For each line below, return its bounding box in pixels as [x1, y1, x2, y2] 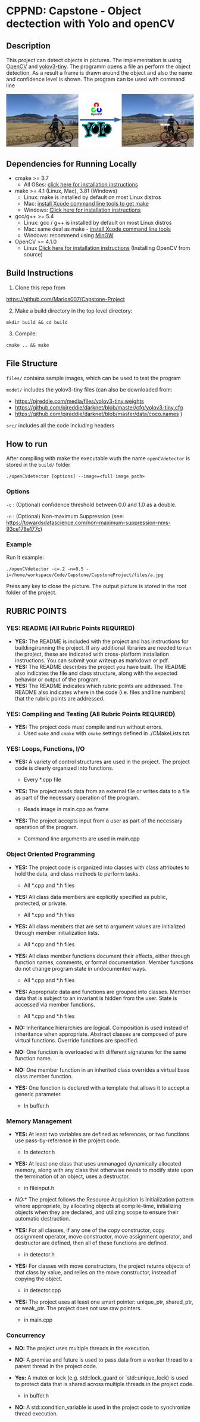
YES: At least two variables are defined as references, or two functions [14, 1130, 189, 1137]
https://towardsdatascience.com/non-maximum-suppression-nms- [6, 519, 171, 526]
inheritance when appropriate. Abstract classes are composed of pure [14, 1030, 187, 1038]
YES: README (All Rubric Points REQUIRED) [6, 624, 135, 632]
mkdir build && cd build [6, 319, 68, 325]
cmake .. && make [6, 342, 49, 348]
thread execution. [14, 1410, 58, 1417]
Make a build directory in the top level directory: [14, 307, 133, 314]
